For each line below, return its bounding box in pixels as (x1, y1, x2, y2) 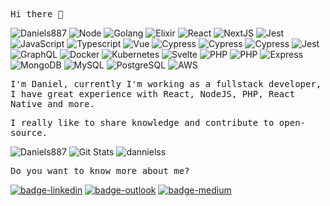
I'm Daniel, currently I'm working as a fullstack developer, (10, 79, 322, 89)
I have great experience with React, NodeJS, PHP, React (10, 89, 296, 99)
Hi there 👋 (10, 9, 64, 19)
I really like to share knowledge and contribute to (10, 117, 275, 128)
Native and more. (10, 99, 95, 109)
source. (10, 127, 48, 138)
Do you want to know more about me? (10, 165, 190, 176)
